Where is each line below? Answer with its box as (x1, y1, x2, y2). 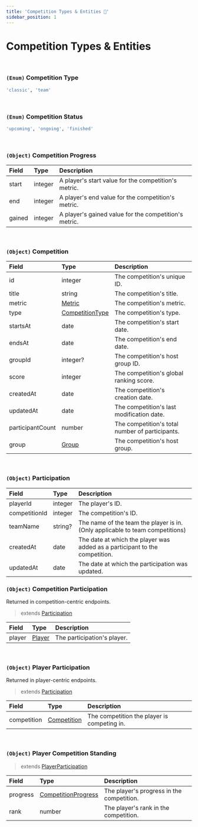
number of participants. (114, 427, 180, 436)
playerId (9, 499, 32, 508)
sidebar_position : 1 (6, 14, 57, 20)
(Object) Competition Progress (6, 151, 97, 159)
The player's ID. (78, 499, 122, 508)
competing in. (87, 720, 126, 728)
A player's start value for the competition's (59, 176, 177, 184)
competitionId (9, 509, 48, 517)
